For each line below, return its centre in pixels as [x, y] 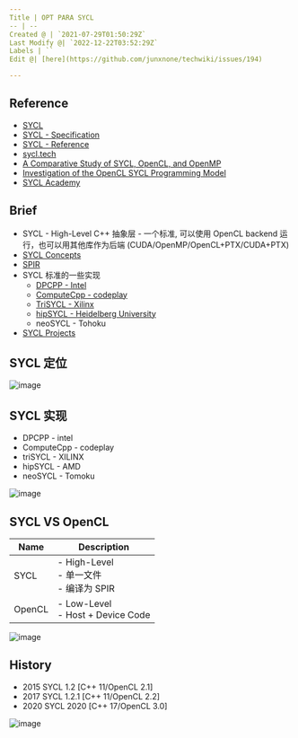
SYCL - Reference [56, 144]
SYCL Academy [51, 182]
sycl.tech [39, 154]
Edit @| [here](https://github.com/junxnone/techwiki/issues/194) [136, 59]
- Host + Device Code [104, 615]
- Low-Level [84, 604]
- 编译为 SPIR [86, 589]
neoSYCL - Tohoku [70, 323]
